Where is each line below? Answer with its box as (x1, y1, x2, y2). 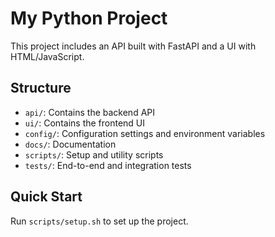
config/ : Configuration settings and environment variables (24, 127, 266, 139)
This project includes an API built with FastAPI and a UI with (10, 40, 257, 52)
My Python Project (10, 7, 168, 30)
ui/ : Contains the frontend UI (24, 117, 146, 129)
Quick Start (10, 188, 83, 206)
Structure (10, 80, 72, 97)
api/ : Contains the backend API (24, 106, 155, 118)
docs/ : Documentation (24, 138, 117, 150)
